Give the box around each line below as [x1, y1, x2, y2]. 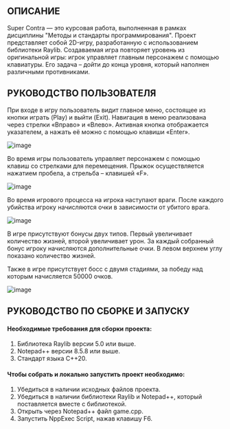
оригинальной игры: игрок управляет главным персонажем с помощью [7, 53, 220, 61]
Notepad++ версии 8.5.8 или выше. [16, 347, 120, 355]
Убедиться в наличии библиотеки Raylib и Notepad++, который [16, 393, 203, 401]
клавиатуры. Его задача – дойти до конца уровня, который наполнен [7, 60, 209, 68]
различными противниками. [7, 67, 91, 76]
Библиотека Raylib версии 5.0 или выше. [16, 340, 136, 348]
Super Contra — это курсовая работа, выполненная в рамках [7, 23, 187, 32]
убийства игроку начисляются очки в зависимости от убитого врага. [7, 203, 211, 211]
